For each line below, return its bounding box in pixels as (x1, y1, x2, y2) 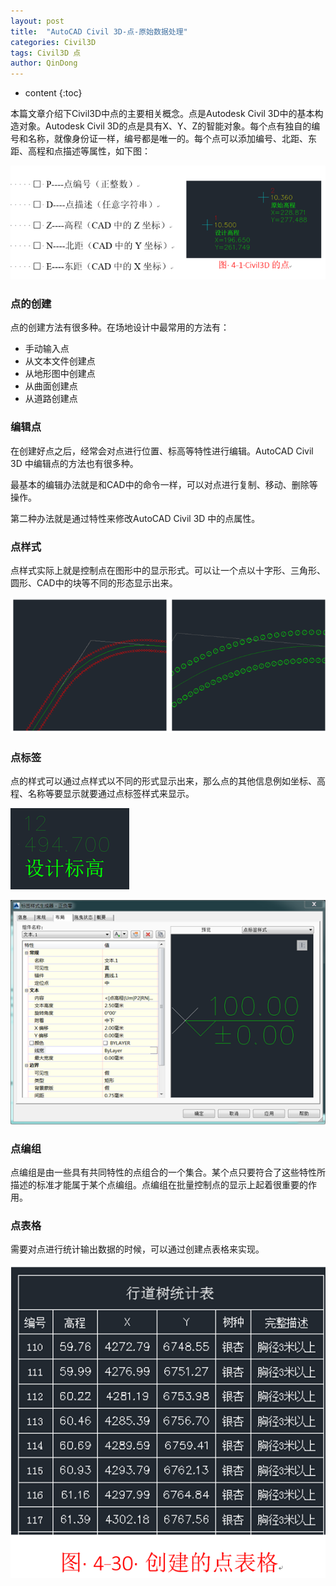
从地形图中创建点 (24, 368, 96, 380)
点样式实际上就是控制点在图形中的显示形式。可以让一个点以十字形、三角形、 (10, 565, 326, 577)
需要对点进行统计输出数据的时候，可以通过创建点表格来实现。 (10, 1243, 265, 1255)
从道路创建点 (24, 393, 78, 405)
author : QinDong (10, 58, 78, 69)
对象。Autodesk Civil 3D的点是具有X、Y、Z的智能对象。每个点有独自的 (18, 120, 312, 132)
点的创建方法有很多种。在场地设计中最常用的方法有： (10, 321, 230, 334)
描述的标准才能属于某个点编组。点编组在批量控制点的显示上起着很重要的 (10, 1179, 308, 1191)
